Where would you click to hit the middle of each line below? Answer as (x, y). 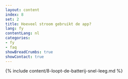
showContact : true (25, 57)
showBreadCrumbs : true (29, 52)
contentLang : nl (22, 33)
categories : (18, 38)
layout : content (22, 10)
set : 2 (12, 19)
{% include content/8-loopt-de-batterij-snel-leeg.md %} (64, 71)
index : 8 (14, 15)
